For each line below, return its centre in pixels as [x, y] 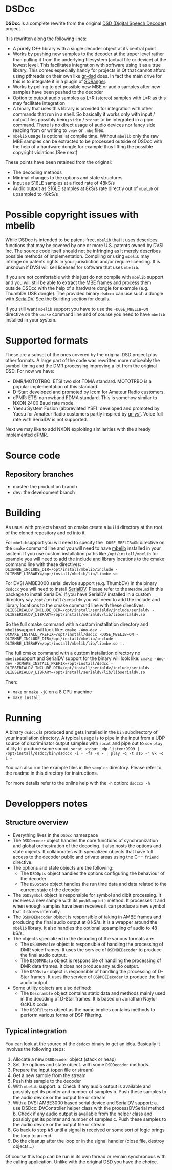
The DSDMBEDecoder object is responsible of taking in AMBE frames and [87, 917]
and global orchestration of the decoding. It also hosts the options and [87, 846]
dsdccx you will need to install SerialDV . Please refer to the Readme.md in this [84, 589]
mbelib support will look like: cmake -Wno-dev [51, 629]
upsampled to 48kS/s [35, 194]
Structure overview [37, 823]
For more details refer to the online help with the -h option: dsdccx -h [78, 783]
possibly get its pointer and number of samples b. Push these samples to [90, 1091]
